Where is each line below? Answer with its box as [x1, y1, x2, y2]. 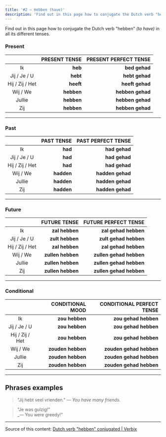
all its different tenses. [5, 31, 50, 37]
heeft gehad [121, 80, 151, 87]
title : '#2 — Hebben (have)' [5, 7, 65, 12]
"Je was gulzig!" [17, 406, 50, 412]
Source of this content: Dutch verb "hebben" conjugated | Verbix [5, 426, 137, 432]
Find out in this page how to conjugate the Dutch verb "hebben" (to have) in [5, 25, 160, 31]
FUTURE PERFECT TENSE [83, 219, 145, 226]
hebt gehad [123, 72, 151, 79]
